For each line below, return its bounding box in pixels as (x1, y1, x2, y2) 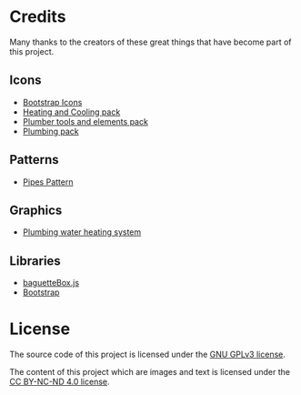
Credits (9, 6, 66, 27)
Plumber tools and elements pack (22, 116, 148, 127)
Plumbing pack (22, 126, 79, 137)
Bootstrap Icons (22, 96, 83, 107)
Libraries (9, 253, 61, 268)
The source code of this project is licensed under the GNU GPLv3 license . (9, 349, 286, 360)
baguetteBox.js (22, 278, 80, 289)
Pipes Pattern (22, 176, 74, 187)
